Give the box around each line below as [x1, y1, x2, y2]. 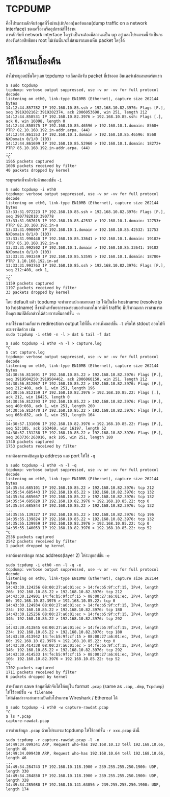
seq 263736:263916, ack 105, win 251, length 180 [6, 435, 114, 440]
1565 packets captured [6, 159, 54, 164]
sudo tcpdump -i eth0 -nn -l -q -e [6, 562, 81, 568]
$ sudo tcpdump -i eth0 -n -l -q [6, 463, 77, 468]
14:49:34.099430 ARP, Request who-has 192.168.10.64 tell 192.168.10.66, [6, 751, 166, 756]
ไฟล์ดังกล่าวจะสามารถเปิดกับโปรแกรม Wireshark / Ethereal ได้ [6, 694, 118, 700]
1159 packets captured [6, 280, 54, 286]
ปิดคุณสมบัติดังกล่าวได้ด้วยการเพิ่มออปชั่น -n [6, 310, 80, 316]
